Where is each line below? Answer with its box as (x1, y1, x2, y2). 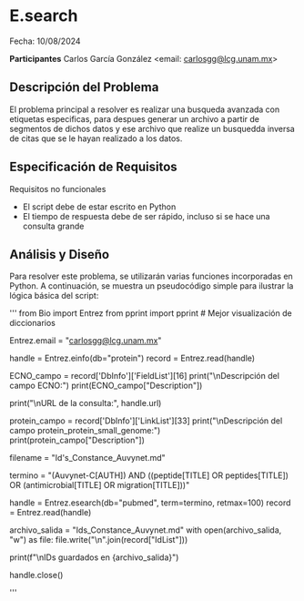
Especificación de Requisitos (9, 159, 177, 175)
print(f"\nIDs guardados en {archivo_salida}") (9, 552, 179, 563)
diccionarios (9, 318, 56, 329)
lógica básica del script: (9, 290, 99, 301)
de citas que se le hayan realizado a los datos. (9, 133, 183, 144)
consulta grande (22, 220, 85, 231)
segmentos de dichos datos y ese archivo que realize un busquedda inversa (9, 123, 296, 134)
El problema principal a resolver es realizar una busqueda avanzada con (9, 104, 280, 115)
